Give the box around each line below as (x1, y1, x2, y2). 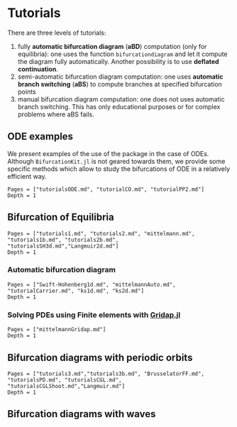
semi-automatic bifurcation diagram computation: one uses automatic (17, 72, 224, 81)
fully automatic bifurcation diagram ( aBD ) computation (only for (17, 42, 207, 50)
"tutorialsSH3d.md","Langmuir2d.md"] (7, 243, 119, 250)
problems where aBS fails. (17, 110, 94, 118)
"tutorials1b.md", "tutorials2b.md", (7, 236, 119, 243)
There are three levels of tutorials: (7, 28, 106, 37)
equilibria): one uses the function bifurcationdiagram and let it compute (17, 50, 228, 58)
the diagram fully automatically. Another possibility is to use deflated (17, 57, 219, 65)
